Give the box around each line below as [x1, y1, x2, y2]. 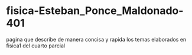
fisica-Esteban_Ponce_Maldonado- [6, 4, 184, 18]
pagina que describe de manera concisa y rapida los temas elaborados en [6, 36, 187, 43]
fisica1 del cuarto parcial [6, 42, 66, 49]
